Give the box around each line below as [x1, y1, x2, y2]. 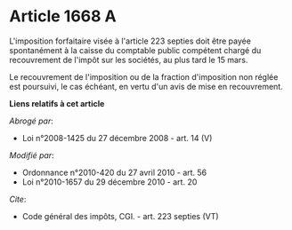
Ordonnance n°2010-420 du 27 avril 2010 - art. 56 [21, 167, 207, 178]
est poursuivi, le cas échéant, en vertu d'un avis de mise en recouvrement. [9, 81, 283, 91]
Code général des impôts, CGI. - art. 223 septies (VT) [21, 210, 220, 221]
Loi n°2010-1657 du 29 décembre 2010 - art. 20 [21, 176, 198, 187]
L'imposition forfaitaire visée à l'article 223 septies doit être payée [9, 36, 252, 46]
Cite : [9, 194, 27, 204]
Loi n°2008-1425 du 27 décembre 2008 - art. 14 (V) [21, 132, 213, 143]
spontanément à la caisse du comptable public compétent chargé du [9, 44, 262, 55]
